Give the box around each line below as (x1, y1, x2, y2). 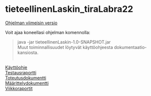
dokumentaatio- (114, 44, 147, 50)
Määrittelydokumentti (5, 80, 49, 86)
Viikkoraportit (5, 85, 33, 91)
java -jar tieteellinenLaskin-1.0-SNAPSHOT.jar (17, 39, 111, 45)
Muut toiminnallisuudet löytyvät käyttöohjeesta (17, 44, 113, 50)
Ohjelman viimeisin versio (5, 20, 58, 26)
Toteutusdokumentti (5, 75, 46, 81)
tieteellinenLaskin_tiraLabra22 (5, 3, 133, 15)
